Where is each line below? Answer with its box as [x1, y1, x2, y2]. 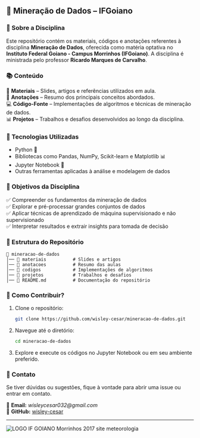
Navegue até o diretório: [14, 327, 74, 334]
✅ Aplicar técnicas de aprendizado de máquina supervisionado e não [6, 209, 176, 217]
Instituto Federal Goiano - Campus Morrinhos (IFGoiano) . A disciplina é [6, 50, 184, 57]
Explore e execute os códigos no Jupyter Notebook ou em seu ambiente [14, 349, 192, 356]
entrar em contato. [6, 390, 52, 398]
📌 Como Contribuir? [6, 291, 64, 299]
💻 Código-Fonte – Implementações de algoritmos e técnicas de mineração [6, 100, 192, 107]
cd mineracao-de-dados [14, 339, 71, 345]
